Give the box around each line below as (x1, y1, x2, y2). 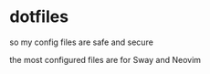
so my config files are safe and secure (9, 37, 153, 48)
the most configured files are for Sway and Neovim (9, 54, 202, 65)
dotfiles (9, 6, 69, 27)
